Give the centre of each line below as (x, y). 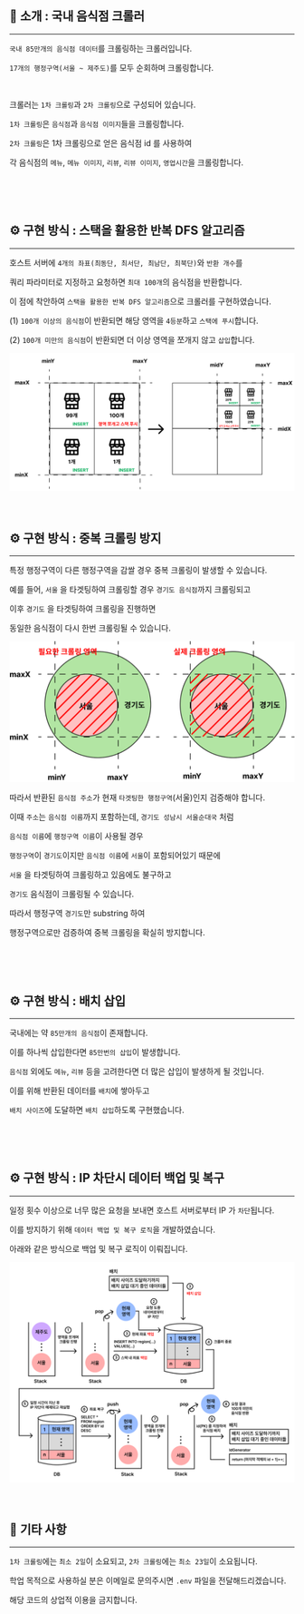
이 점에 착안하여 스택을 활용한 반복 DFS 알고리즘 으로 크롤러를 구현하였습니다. (140, 301)
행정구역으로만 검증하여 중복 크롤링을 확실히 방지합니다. (107, 933)
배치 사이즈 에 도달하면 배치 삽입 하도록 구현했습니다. (97, 1110)
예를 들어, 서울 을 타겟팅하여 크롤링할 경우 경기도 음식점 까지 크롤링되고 (130, 590)
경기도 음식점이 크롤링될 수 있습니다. (72, 894)
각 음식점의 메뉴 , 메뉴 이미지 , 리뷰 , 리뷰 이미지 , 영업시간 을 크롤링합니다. (127, 162)
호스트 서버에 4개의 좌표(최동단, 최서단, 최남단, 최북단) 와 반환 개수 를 (126, 262)
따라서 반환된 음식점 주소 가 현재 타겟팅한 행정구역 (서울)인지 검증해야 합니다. (138, 797)
